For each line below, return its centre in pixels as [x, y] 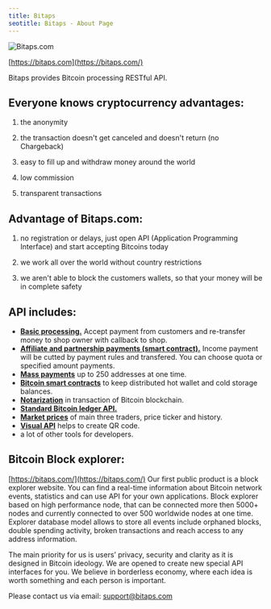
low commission [47, 177]
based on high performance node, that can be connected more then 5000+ [133, 504]
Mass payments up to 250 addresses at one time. [103, 374]
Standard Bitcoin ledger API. [69, 408]
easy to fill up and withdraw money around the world [108, 162]
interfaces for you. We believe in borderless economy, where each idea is [130, 571]
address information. [43, 539]
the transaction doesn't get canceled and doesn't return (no [119, 138]
